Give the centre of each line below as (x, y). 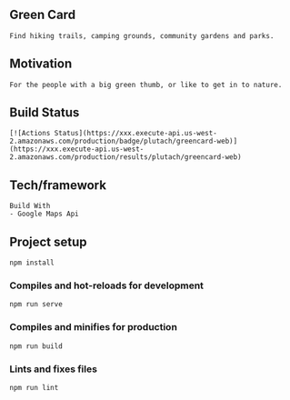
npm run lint (34, 387)
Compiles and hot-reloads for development (107, 285)
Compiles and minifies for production (93, 327)
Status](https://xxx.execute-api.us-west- (136, 134)
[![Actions (30, 134)
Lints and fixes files (54, 369)
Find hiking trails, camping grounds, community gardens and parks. (142, 35)
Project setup (49, 241)
